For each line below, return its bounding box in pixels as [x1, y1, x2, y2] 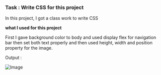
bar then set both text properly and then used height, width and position [5, 40, 153, 46]
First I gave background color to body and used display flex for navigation [5, 34, 157, 41]
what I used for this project [5, 25, 62, 31]
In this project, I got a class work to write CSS [5, 15, 98, 21]
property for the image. [5, 45, 53, 51]
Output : [5, 55, 22, 61]
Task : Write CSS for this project [5, 4, 84, 11]
